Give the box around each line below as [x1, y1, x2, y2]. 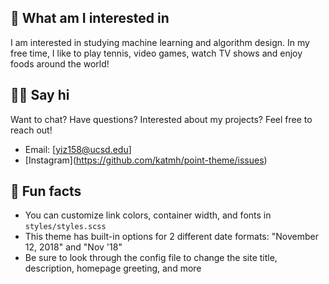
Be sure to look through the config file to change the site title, [24, 252, 278, 264]
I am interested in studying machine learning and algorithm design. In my [10, 36, 310, 48]
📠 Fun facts [10, 183, 82, 200]
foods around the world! [10, 57, 110, 70]
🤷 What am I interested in [10, 10, 170, 27]
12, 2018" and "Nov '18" [24, 241, 123, 253]
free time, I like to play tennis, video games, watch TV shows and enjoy [10, 47, 303, 59]
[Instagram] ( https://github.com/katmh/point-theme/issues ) [24, 154, 268, 166]
